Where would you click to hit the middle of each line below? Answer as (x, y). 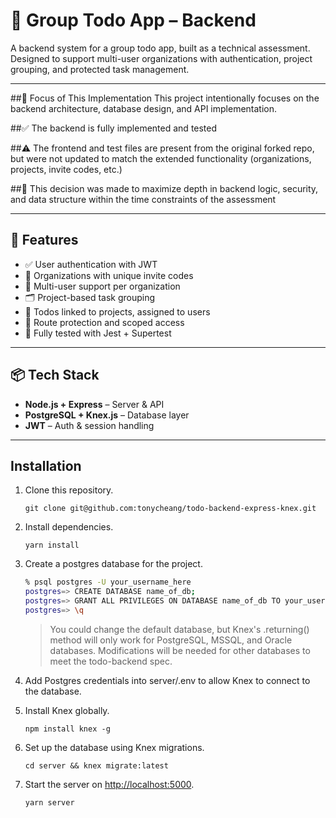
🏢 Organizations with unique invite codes (109, 275)
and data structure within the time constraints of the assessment (143, 199)
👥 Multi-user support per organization (102, 286)
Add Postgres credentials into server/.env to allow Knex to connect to (167, 680)
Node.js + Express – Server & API (94, 404)
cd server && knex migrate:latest (96, 765)
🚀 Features (44, 240)
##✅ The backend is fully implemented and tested (114, 128)
